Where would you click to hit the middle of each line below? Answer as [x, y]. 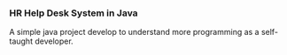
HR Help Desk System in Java [74, 13]
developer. [54, 41]
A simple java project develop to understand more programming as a [134, 32]
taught [21, 41]
